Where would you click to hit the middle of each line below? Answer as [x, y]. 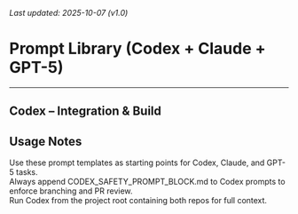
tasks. [27, 172]
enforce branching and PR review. [71, 191]
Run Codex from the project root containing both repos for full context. [138, 201]
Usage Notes [46, 141]
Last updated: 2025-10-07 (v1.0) [69, 13]
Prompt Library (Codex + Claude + [137, 49]
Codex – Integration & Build [86, 111]
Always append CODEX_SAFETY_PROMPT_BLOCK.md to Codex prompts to [147, 182]
